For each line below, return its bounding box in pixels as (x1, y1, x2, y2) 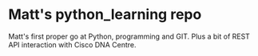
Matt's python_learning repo (8, 6, 202, 24)
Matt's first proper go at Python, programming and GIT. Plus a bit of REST (8, 32, 250, 41)
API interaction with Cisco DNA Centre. (8, 39, 137, 49)
